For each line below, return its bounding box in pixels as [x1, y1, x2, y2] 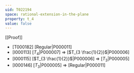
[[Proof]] [5, 35, 23, 40]
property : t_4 [5, 16, 34, 21]
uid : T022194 [5, 7, 32, 12]
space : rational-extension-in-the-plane [5, 12, 89, 17]
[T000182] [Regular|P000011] [12, 44, 72, 50]
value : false [5, 21, 32, 26]
